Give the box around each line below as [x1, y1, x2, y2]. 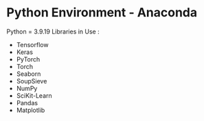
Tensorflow [16, 40, 49, 49]
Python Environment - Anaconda [6, 5, 197, 21]
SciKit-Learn [16, 91, 52, 100]
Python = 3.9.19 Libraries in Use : [6, 27, 100, 36]
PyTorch [16, 55, 41, 63]
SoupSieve [16, 77, 47, 85]
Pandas [16, 98, 38, 107]
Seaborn [16, 70, 41, 78]
